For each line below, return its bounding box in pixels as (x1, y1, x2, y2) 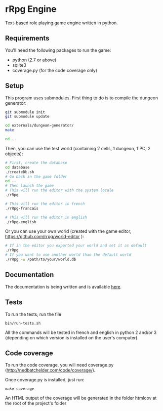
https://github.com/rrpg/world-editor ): (5, 234, 84, 240)
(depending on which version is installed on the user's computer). (5, 334, 139, 340)
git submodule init (5, 110, 45, 115)
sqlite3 (12, 62, 26, 68)
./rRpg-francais (5, 206, 39, 211)
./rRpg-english (5, 219, 37, 224)
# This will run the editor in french (5, 201, 85, 206)
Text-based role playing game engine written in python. (5, 20, 118, 26)
